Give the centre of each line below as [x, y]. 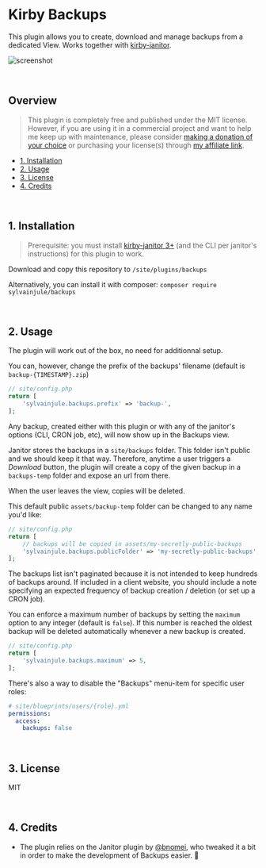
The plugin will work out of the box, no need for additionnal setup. [116, 351]
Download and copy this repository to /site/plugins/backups [108, 269]
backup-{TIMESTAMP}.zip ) [49, 374]
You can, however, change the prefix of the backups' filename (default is [127, 366]
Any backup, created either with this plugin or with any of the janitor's [122, 426]
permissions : [30, 713]
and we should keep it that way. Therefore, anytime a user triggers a [120, 459]
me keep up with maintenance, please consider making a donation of [140, 136]
